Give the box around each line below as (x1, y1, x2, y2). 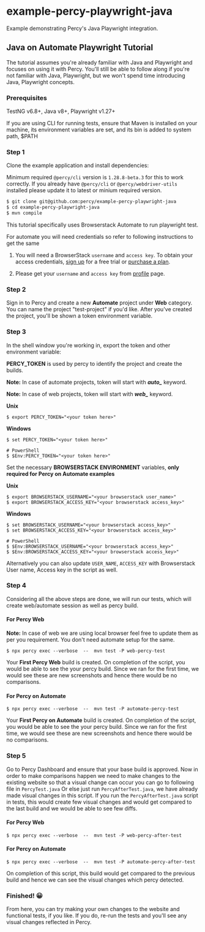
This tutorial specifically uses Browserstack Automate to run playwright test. (6, 221, 199, 228)
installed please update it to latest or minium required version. (6, 187, 162, 194)
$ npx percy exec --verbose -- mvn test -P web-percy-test (6, 648, 166, 654)
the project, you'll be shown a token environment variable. (6, 312, 153, 320)
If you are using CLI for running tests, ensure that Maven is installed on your (6, 120, 198, 127)
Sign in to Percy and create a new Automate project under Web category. (6, 299, 193, 306)
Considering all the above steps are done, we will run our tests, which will (6, 595, 192, 602)
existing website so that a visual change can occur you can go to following (6, 779, 195, 786)
